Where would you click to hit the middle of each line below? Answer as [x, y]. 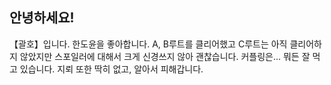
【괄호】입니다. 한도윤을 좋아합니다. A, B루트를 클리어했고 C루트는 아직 [148, 44]
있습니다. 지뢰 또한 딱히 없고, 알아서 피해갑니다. [111, 69]
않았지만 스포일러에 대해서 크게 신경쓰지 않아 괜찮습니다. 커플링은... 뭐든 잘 [165, 56]
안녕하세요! [42, 18]
